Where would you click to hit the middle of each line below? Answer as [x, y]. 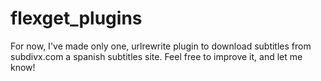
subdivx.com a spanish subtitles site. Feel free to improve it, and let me [156, 56]
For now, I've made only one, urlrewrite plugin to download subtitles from [161, 46]
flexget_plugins [76, 18]
